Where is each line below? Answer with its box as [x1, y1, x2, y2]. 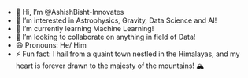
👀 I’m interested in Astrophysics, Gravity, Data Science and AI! [15, 16, 217, 25]
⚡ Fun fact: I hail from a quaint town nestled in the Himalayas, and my [15, 49, 240, 58]
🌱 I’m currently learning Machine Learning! [15, 24, 154, 33]
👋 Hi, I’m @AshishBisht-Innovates [15, 8, 124, 16]
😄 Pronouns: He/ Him [15, 41, 87, 50]
